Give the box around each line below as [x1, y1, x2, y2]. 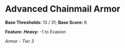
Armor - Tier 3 [5, 38, 34, 44]
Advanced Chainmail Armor [5, 3, 121, 15]
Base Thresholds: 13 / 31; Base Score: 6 [5, 19, 87, 25]
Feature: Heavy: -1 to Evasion [5, 29, 66, 34]
